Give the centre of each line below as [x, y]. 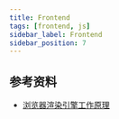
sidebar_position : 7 [48, 43]
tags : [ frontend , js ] [50, 26]
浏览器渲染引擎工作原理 [66, 105]
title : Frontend [40, 18]
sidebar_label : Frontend [56, 34]
